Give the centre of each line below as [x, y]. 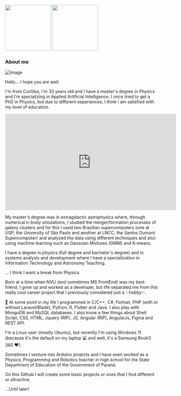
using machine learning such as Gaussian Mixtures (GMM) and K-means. [78, 243]
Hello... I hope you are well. [32, 82]
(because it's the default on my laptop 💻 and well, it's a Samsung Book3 [78, 338]
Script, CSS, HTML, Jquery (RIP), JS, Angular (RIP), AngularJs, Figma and [79, 318]
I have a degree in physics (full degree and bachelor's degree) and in [74, 253]
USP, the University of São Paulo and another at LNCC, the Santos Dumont [80, 233]
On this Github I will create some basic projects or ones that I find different [80, 374]
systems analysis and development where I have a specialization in [72, 258]
